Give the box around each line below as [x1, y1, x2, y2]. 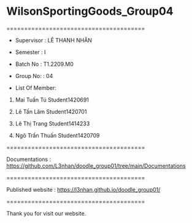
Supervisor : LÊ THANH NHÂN [15, 36, 92, 44]
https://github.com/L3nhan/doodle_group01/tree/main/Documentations [6, 162, 186, 170]
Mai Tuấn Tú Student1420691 [15, 96, 89, 103]
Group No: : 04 [15, 72, 53, 79]
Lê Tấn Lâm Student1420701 [15, 108, 87, 115]
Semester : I [15, 48, 46, 56]
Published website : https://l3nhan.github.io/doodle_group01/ [6, 186, 161, 193]
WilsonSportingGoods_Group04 [6, 4, 174, 18]
